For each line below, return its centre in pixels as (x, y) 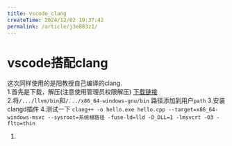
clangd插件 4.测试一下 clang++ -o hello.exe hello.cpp (86, 109)
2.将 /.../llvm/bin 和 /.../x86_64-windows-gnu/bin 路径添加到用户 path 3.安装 (116, 100)
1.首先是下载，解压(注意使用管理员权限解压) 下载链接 (82, 92)
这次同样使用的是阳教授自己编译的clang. (65, 83)
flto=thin (22, 124)
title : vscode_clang (37, 13)
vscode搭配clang (58, 63)
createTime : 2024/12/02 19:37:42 (56, 20)
